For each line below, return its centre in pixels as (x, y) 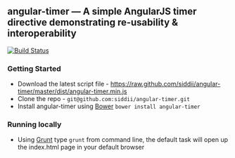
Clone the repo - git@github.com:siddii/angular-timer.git (103, 99)
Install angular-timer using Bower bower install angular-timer (109, 106)
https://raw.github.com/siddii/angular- (165, 84)
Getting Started (34, 68)
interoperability (42, 33)
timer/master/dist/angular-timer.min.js (72, 91)
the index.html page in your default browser (81, 147)
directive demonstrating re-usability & (93, 23)
